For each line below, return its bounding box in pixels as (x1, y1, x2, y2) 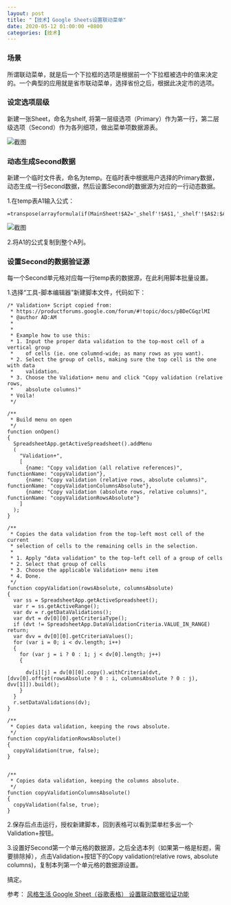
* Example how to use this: (10, 332, 91, 339)
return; (7, 627, 30, 634)
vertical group (7, 345, 51, 351)
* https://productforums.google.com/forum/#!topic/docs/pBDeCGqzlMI (10, 308, 211, 315)
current (7, 537, 30, 544)
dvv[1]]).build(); (7, 682, 60, 688)
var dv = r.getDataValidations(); (13, 609, 112, 616)
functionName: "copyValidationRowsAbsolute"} (7, 494, 140, 502)
